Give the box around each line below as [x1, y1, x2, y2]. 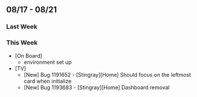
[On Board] [14, 52, 43, 59]
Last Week [6, 23, 38, 31]
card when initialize [23, 77, 72, 85]
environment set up [23, 58, 72, 65]
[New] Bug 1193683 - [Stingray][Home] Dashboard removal [23, 83, 170, 91]
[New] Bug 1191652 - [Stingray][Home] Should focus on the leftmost [23, 71, 191, 78]
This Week [6, 39, 38, 47]
